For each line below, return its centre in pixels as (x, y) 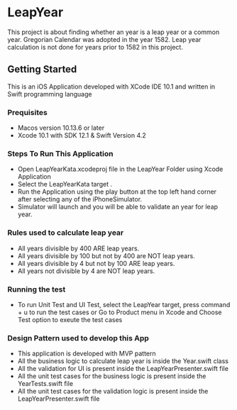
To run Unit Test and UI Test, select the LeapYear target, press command (124, 304)
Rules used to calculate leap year (66, 233)
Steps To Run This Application (60, 153)
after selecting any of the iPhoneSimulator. (80, 199)
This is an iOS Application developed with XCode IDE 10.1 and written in (111, 87)
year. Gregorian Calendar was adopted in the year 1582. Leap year (104, 39)
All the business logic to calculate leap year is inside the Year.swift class (123, 361)
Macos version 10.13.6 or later (61, 128)
